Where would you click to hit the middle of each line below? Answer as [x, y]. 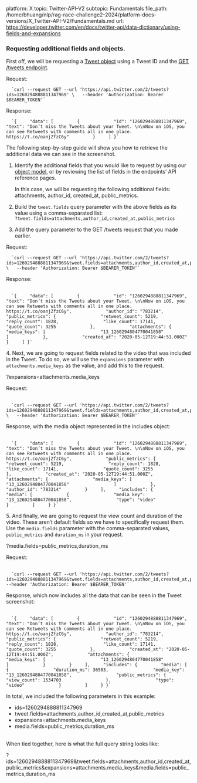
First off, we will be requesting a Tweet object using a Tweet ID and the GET [98, 62]
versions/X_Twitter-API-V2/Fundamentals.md [60, 21]
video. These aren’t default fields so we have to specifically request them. [95, 522]
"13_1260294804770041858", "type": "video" [81, 500]
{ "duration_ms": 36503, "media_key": [95, 670]
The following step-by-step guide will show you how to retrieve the [87, 148]
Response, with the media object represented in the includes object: [88, 426]
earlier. [23, 236]
